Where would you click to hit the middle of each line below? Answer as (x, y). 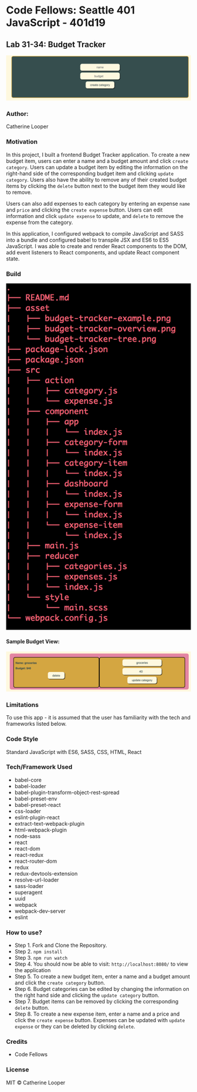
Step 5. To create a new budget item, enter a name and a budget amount (102, 977)
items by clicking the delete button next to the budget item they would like (96, 186)
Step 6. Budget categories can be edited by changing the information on (102, 989)
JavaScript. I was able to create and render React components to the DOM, (97, 246)
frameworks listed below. (36, 724)
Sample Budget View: (33, 642)
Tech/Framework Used (39, 767)
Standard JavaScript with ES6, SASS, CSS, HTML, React (74, 752)
